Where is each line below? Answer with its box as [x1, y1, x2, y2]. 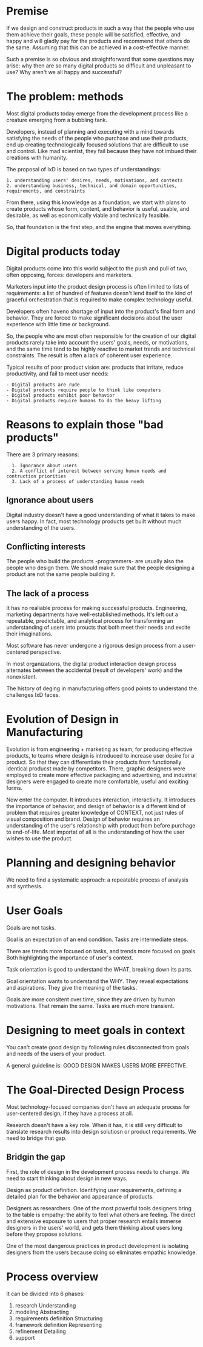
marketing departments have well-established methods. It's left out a [6, 611, 179, 618]
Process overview [6, 1270, 99, 1283]
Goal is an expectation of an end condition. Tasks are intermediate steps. [6, 936, 188, 943]
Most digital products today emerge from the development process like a [6, 109, 188, 117]
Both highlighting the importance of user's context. [6, 954, 133, 961]
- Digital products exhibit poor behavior [6, 392, 115, 399]
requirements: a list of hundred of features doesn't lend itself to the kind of [6, 289, 193, 296]
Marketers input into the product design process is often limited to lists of [6, 283, 190, 290]
